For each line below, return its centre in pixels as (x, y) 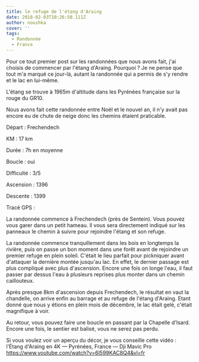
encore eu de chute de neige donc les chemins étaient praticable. (86, 115)
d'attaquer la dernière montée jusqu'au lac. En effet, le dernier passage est (98, 261)
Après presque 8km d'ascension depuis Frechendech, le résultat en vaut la (98, 292)
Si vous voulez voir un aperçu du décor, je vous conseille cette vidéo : (91, 340)
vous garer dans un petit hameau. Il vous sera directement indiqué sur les (96, 225)
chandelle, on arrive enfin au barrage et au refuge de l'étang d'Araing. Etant (98, 298)
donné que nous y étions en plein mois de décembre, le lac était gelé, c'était (99, 305)
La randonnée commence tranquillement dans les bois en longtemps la (93, 243)
